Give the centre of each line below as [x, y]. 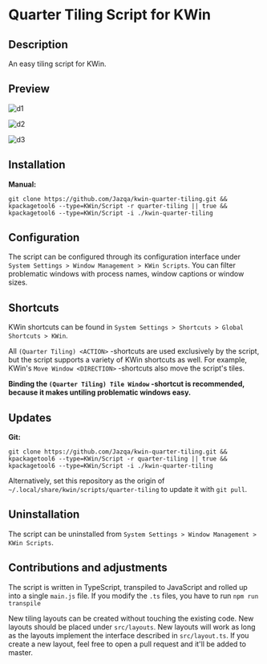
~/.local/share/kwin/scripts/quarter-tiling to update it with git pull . [128, 490]
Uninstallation [44, 515]
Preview [29, 89]
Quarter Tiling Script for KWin [109, 15]
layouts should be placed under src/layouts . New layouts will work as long [132, 627]
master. [21, 652]
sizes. [18, 282]
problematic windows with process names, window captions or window [126, 274]
